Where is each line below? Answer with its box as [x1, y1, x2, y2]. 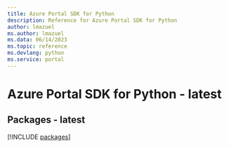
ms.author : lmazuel [7, 29, 65, 37]
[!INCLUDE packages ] [7, 133, 71, 141]
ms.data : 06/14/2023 [7, 36, 68, 43]
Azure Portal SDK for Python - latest [7, 86, 223, 102]
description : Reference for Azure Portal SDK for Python [7, 17, 178, 24]
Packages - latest [7, 114, 86, 126]
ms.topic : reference [7, 43, 68, 50]
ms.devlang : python [7, 50, 65, 57]
